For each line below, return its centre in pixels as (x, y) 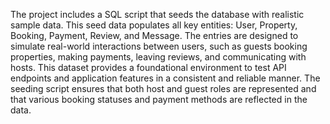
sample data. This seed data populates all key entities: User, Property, (154, 25)
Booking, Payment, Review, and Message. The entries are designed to (154, 35)
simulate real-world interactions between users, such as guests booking (159, 46)
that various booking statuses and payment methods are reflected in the (159, 99)
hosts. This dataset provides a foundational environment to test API (148, 67)
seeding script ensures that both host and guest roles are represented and (163, 88)
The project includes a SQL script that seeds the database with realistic (157, 14)
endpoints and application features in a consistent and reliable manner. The (165, 78)
